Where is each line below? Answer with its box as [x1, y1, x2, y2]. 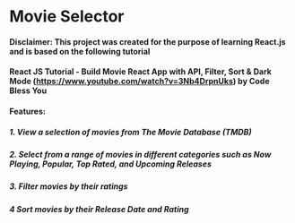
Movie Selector [9, 6, 125, 27]
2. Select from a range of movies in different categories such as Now [9, 149, 272, 159]
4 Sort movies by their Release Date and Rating [9, 203, 190, 214]
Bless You [9, 85, 48, 96]
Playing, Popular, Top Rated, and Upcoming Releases [9, 159, 213, 169]
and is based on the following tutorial [9, 46, 151, 56]
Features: [9, 106, 47, 116]
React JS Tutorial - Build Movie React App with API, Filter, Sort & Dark [9, 66, 272, 77]
